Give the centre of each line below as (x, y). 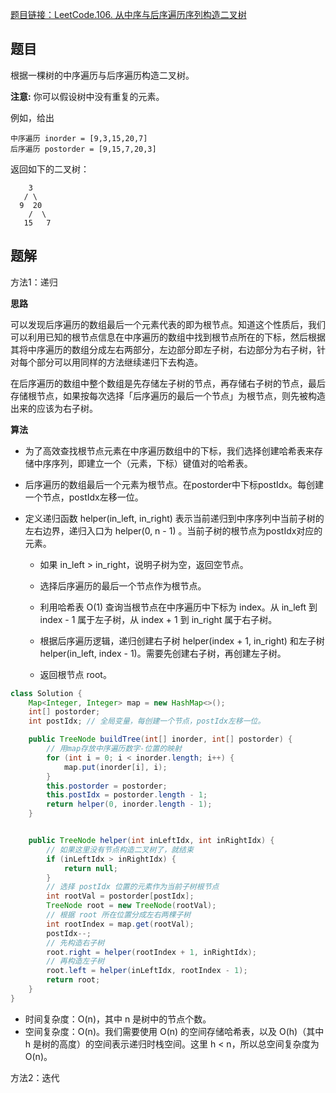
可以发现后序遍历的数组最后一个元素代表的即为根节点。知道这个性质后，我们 (168, 324)
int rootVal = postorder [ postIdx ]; (120, 896)
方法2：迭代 (35, 1077)
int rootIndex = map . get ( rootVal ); (120, 924)
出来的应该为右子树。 (54, 408)
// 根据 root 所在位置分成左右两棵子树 (119, 915)
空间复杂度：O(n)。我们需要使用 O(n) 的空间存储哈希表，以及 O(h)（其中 (174, 1031)
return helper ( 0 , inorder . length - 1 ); (129, 804)
